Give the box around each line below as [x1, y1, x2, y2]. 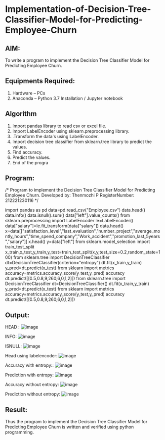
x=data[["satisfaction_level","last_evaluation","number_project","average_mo [5, 228, 161, 234]
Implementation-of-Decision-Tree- [5, 3, 152, 15]
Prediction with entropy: [5, 372, 54, 378]
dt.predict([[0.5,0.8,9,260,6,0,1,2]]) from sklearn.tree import [5, 276, 126, 282]
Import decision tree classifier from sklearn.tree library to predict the [12, 139, 152, 145]
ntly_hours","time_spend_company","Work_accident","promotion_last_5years [5, 234, 160, 240]
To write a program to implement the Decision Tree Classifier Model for [5, 57, 150, 63]
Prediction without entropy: [5, 391, 61, 397]
